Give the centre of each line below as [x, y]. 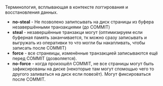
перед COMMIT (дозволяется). [45, 58]
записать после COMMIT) [39, 48]
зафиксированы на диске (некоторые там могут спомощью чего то [83, 69]
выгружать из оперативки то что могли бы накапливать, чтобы [79, 43]
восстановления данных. [32, 12]
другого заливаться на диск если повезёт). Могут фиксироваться [81, 74]
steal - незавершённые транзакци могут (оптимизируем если [77, 32]
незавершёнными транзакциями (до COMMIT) [61, 27]
